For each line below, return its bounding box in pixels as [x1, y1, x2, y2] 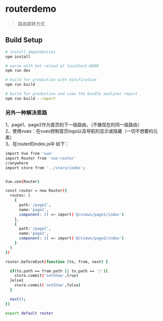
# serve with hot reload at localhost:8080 [5, 63, 99, 68]
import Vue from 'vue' [5, 151, 53, 156]
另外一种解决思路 [5, 109, 47, 116]
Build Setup [5, 36, 43, 44]
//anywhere [5, 161, 29, 166]
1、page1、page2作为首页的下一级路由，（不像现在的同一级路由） [5, 122, 143, 128]
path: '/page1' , [18, 202, 51, 208]
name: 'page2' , [18, 231, 49, 236]
